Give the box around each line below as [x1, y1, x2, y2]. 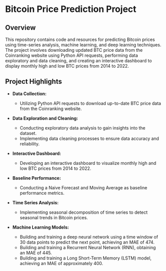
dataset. [19, 130, 37, 136]
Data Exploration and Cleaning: [12, 115, 79, 121]
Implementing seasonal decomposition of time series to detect [19, 209, 148, 215]
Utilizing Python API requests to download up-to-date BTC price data [19, 100, 162, 106]
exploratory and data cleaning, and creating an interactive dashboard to [5, 58, 152, 63]
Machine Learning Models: [12, 224, 69, 230]
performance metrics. [19, 190, 65, 196]
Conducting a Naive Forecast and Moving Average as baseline [19, 184, 148, 190]
